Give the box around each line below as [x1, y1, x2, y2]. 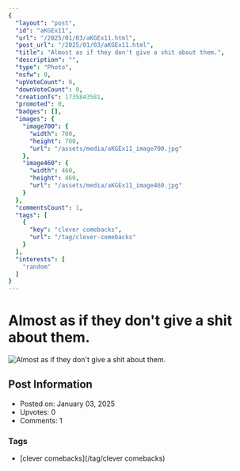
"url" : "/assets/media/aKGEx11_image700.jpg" [29, 145, 182, 152]
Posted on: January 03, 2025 [19, 399, 116, 408]
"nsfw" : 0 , [15, 71, 51, 79]
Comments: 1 [19, 415, 63, 425]
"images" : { [15, 115, 55, 123]
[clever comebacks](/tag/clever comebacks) [19, 454, 166, 463]
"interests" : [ [15, 255, 66, 263]
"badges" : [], [15, 108, 62, 116]
